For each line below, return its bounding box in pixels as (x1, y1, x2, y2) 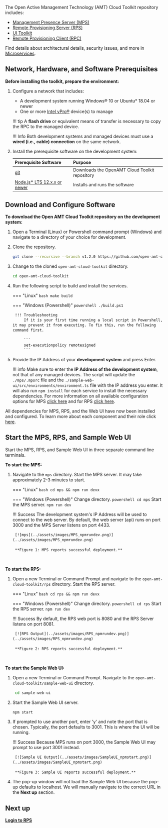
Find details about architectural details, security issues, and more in (5, 45, 144, 51)
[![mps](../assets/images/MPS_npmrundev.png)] (14, 532, 113, 537)
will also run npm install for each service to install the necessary (12, 387, 147, 393)
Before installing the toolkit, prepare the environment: (5, 78, 119, 84)
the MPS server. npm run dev (12, 501, 71, 507)
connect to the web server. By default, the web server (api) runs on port (12, 516, 161, 523)
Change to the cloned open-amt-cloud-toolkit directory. (12, 263, 128, 269)
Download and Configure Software (5, 200, 115, 209)
